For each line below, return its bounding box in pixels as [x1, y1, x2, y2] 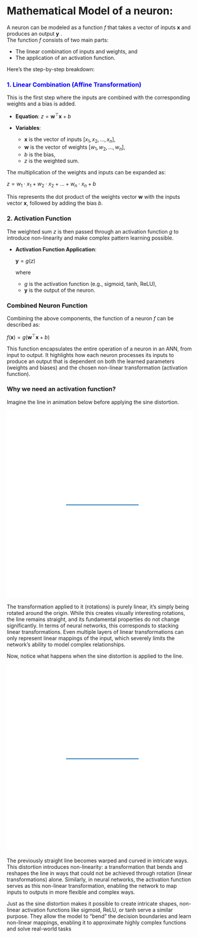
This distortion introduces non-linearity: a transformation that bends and [7, 863, 183, 870]
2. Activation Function [7, 215, 72, 223]
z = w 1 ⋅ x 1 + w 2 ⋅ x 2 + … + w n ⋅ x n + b [7, 180, 96, 189]
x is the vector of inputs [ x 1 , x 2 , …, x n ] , [24, 135, 116, 144]
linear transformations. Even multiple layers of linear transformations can [7, 628, 184, 635]
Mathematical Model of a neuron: [7, 4, 173, 18]
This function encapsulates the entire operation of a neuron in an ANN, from [7, 345, 192, 352]
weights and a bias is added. [7, 100, 76, 107]
